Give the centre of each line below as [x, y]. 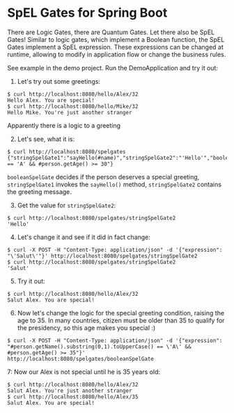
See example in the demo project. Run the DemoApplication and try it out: [112, 68]
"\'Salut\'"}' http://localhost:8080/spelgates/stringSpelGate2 [102, 256]
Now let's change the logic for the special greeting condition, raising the [121, 313]
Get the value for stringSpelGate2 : [67, 205]
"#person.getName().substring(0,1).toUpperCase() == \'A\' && [99, 347]
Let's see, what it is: [46, 139]
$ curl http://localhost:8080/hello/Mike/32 [73, 106]
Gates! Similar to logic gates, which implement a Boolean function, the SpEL [116, 39]
